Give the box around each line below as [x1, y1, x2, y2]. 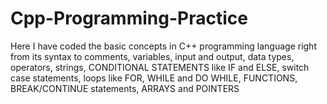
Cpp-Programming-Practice [10, 7, 248, 30]
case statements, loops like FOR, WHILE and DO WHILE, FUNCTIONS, [10, 72, 298, 84]
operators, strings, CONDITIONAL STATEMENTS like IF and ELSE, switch [10, 61, 310, 73]
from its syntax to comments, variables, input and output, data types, [10, 50, 295, 62]
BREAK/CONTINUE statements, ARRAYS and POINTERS [10, 82, 240, 94]
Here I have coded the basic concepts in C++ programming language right [10, 40, 317, 52]
